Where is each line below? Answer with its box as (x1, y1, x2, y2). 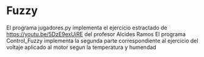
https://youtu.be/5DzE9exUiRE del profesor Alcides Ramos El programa (6, 30, 186, 37)
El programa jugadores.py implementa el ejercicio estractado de (6, 24, 168, 31)
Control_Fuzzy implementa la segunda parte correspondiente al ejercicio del (6, 37, 199, 44)
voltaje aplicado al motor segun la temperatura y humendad (6, 44, 157, 51)
